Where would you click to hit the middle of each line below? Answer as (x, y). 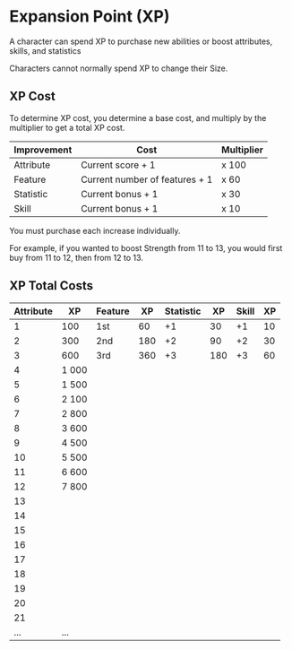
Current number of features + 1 (146, 179)
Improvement (43, 150)
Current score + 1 (118, 165)
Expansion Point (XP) (90, 17)
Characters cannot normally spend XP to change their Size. (119, 68)
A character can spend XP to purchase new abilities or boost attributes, (141, 41)
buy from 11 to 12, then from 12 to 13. (76, 257)
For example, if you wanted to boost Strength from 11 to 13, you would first (146, 247)
